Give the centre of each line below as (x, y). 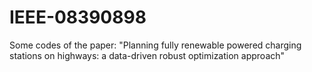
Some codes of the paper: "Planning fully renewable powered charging (155, 45)
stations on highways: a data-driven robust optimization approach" (147, 55)
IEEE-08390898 (78, 17)
